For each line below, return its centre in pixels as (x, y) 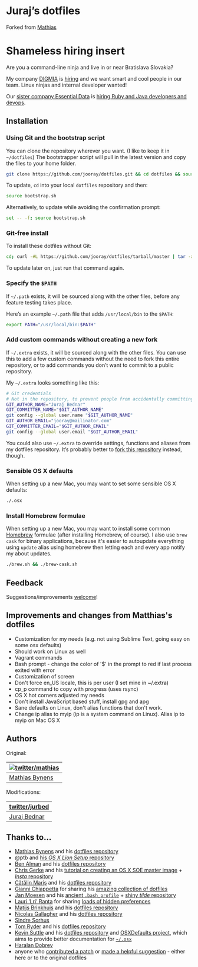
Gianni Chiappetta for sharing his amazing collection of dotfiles (91, 889)
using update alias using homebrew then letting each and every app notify (96, 547)
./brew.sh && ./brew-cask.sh (42, 564)
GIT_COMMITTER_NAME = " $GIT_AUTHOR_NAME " (55, 410)
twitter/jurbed (29, 806)
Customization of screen (44, 676)
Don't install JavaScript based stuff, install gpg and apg (82, 701)
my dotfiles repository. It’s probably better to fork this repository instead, (94, 449)
